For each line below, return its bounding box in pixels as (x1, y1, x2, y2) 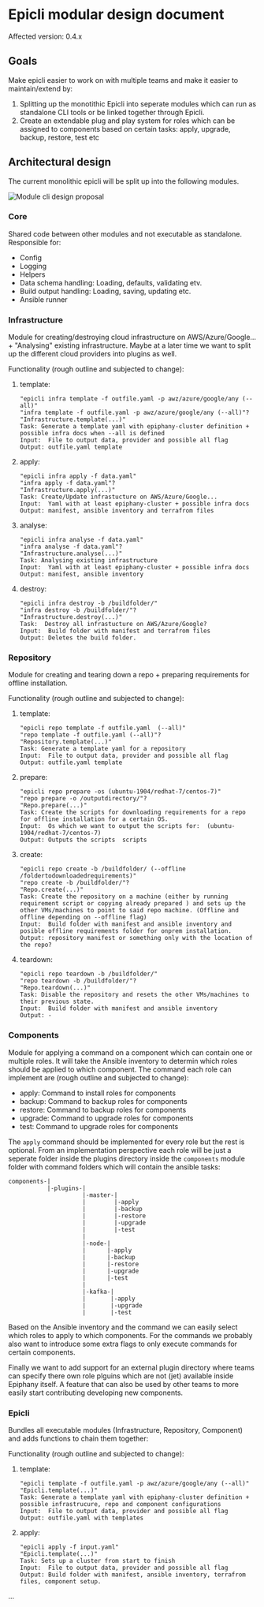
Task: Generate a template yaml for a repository (19, 745, 187, 753)
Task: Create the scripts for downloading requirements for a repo (19, 808, 246, 817)
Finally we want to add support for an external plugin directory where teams (8, 1363, 255, 1372)
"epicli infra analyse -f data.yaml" (19, 536, 144, 544)
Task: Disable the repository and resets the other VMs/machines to (19, 991, 250, 999)
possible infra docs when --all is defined (19, 430, 165, 438)
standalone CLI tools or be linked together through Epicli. (19, 107, 205, 117)
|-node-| (82, 1240, 111, 1247)
